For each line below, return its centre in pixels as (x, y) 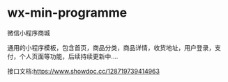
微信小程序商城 (29, 33)
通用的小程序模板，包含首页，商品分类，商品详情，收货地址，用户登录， (111, 47)
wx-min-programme (67, 13)
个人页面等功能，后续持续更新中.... (69, 56)
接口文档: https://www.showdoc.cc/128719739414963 (84, 71)
